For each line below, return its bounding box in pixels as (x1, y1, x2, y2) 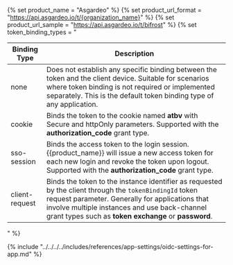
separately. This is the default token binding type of (46, 91, 214, 100)
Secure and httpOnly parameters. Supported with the (46, 119, 219, 129)
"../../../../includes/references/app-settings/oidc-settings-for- (40, 243, 214, 250)
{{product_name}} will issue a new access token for (46, 148, 214, 157)
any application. (46, 100, 98, 109)
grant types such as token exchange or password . (46, 212, 213, 221)
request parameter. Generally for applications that (46, 194, 209, 203)
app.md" (7, 250, 33, 258)
